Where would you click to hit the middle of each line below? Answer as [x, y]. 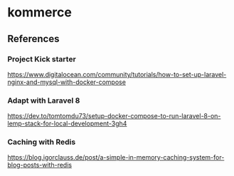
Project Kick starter [42, 59]
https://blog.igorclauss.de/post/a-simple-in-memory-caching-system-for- [116, 157]
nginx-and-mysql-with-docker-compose [67, 82]
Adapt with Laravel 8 [44, 100]
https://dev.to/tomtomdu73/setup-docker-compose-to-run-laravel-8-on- [114, 116]
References [33, 39]
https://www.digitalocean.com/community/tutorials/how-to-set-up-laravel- [117, 74]
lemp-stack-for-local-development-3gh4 [67, 124]
